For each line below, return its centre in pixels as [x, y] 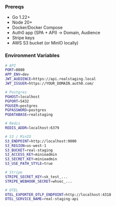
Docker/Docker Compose [37, 28]
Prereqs [14, 7]
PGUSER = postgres [21, 106]
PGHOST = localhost [22, 97]
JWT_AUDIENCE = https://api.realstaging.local [51, 79]
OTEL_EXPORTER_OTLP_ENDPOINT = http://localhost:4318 [58, 194]
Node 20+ [22, 22]
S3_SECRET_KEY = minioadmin [31, 159]
